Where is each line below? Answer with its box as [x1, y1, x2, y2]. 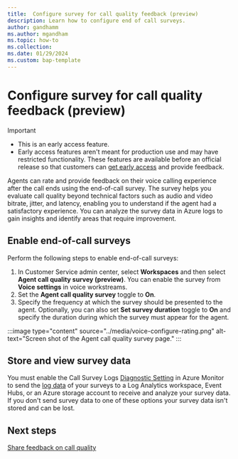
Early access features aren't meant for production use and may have [17, 147, 219, 156]
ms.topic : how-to [7, 37, 59, 44]
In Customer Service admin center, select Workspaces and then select [17, 268, 226, 276]
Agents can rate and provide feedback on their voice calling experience [7, 176, 217, 185]
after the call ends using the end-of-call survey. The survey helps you [7, 184, 212, 192]
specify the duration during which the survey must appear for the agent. [17, 312, 229, 321]
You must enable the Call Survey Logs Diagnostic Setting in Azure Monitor [7, 374, 225, 382]
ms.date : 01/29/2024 [7, 51, 69, 58]
